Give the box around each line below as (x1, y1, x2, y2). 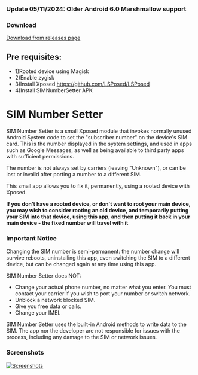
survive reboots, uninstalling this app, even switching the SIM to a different (6, 254, 190, 261)
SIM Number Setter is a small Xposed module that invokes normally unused (6, 127, 192, 135)
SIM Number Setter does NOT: (6, 272, 81, 279)
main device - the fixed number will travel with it (6, 219, 129, 226)
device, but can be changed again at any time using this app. (6, 261, 157, 268)
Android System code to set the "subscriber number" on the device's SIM (6, 133, 188, 141)
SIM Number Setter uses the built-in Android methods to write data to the (6, 321, 187, 328)
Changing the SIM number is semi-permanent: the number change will (6, 248, 179, 255)
